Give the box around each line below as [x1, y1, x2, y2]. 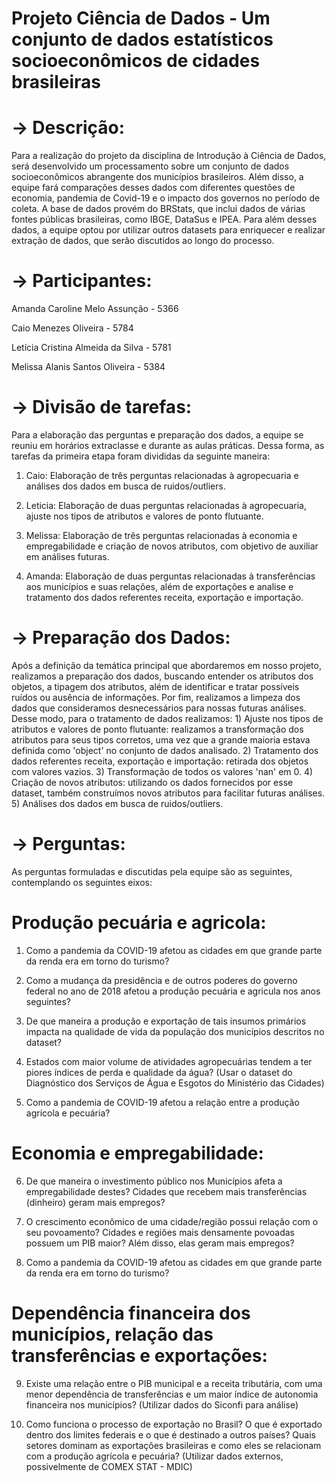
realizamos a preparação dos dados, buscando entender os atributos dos [11, 670, 314, 682]
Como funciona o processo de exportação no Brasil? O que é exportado [25, 1418, 323, 1430]
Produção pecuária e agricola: [11, 912, 267, 934]
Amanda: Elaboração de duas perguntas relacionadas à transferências [25, 570, 316, 582]
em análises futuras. [25, 551, 110, 562]
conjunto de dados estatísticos [11, 28, 274, 51]
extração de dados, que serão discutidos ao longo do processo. [11, 235, 275, 247]
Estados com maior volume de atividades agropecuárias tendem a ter [25, 1055, 313, 1067]
